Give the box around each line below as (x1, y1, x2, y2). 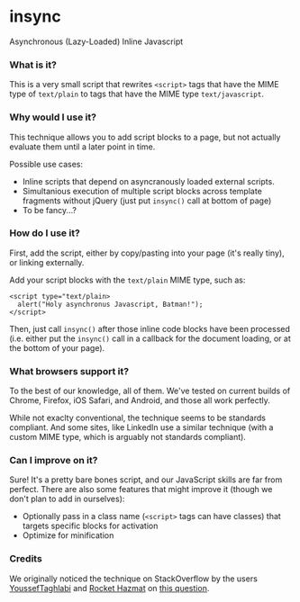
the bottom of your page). (9, 342, 105, 353)
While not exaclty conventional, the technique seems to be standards (9, 412, 266, 424)
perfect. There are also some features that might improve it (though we (9, 484, 273, 495)
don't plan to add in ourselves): (9, 493, 125, 505)
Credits (9, 553, 42, 565)
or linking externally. (9, 256, 85, 267)
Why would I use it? (9, 111, 97, 123)
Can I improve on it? (9, 454, 98, 467)
